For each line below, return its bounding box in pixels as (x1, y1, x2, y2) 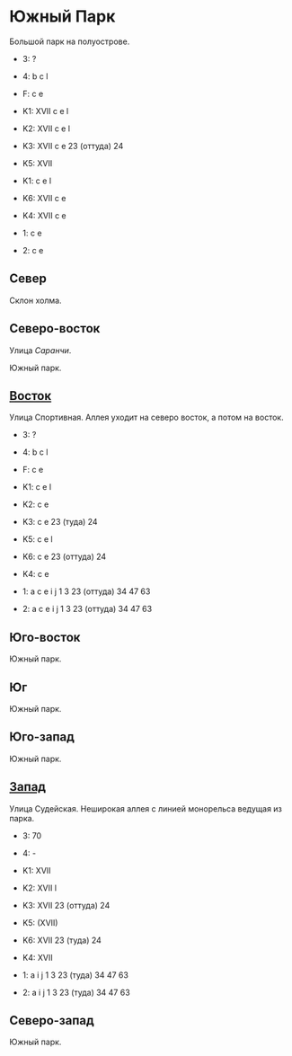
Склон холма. (9, 295, 62, 306)
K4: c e (22, 569, 49, 580)
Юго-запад (9, 730, 75, 745)
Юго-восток (9, 629, 81, 644)
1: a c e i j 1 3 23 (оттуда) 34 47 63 (22, 586, 151, 597)
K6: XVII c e (22, 192, 66, 203)
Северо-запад (9, 1013, 94, 1028)
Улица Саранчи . (9, 344, 72, 356)
